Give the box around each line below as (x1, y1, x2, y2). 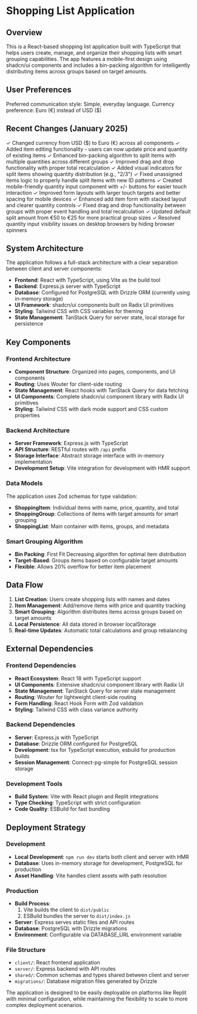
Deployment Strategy (6, 822, 86, 832)
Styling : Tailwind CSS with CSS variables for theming (14, 308, 144, 315)
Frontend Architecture (6, 355, 71, 363)
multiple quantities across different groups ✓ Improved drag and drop (6, 158, 175, 165)
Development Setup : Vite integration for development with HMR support (14, 464, 191, 472)
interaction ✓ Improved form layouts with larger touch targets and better (6, 189, 181, 196)
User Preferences (6, 85, 72, 95)
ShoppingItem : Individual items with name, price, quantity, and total (14, 504, 179, 511)
